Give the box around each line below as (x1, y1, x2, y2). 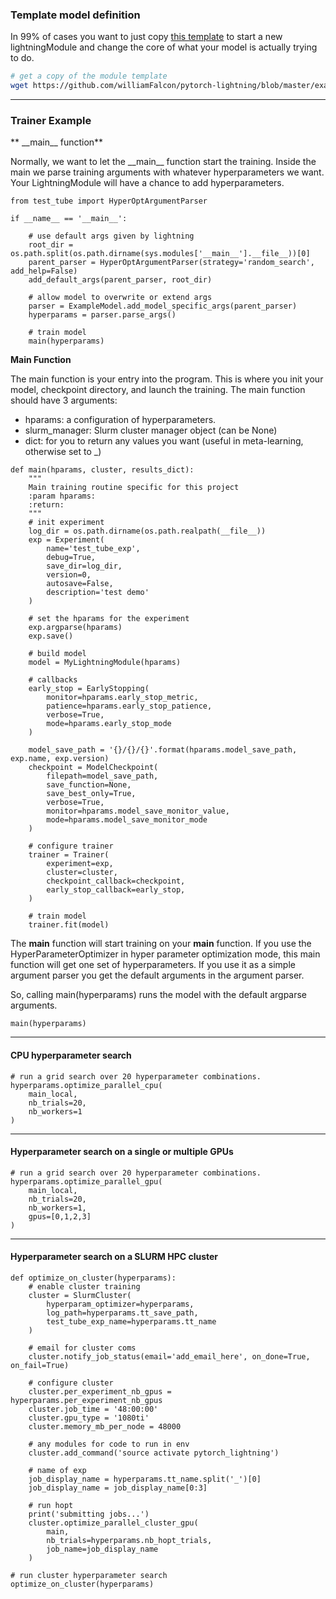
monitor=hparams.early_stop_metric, (46, 693, 199, 703)
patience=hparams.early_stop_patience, (46, 701, 213, 712)
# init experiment (28, 518, 105, 528)
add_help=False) (10, 266, 78, 277)
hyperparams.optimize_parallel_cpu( (10, 1080, 163, 1090)
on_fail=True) (10, 1360, 70, 1370)
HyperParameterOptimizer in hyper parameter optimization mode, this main (10, 948, 321, 960)
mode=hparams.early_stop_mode (46, 719, 172, 729)
